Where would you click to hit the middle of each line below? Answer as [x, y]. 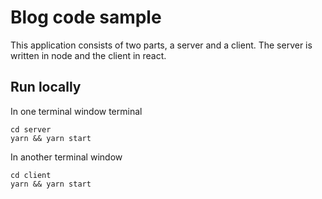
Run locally [46, 87]
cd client [31, 175]
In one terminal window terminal [76, 111]
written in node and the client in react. [88, 55]
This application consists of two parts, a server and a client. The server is [161, 45]
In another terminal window [66, 157]
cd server [31, 129]
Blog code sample [86, 17]
